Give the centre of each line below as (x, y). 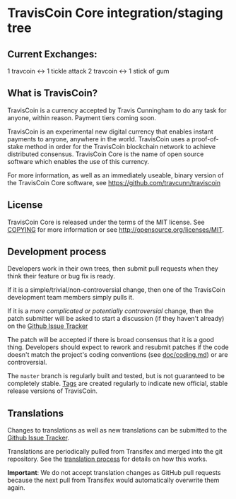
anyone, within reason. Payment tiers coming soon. (82, 117)
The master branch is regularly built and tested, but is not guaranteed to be (116, 376)
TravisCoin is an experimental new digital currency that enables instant (110, 131)
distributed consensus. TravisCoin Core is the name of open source (106, 154)
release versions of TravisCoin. (52, 391)
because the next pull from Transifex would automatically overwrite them (113, 480)
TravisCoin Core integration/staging (116, 13)
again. (17, 488)
